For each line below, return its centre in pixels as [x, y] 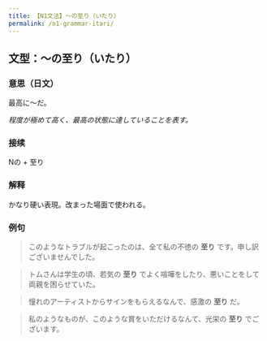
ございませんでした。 [64, 257]
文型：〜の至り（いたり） [72, 58]
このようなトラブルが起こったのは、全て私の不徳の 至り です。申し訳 [144, 247]
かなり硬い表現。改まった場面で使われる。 [79, 205]
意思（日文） [34, 84]
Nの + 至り [26, 162]
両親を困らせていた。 [64, 284]
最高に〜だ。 [30, 103]
